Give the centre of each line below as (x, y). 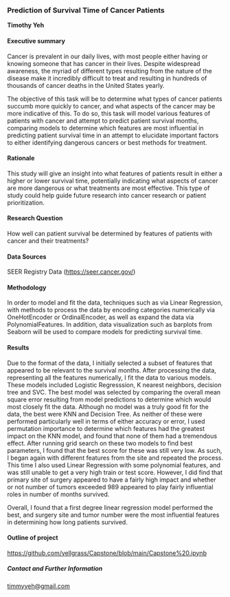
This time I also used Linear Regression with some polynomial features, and (114, 465)
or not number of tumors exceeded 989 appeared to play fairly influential (111, 487)
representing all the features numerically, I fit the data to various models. (110, 377)
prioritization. (26, 202)
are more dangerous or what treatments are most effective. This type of (108, 188)
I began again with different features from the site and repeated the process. (115, 458)
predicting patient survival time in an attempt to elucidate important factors (113, 135)
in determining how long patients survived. (68, 522)
